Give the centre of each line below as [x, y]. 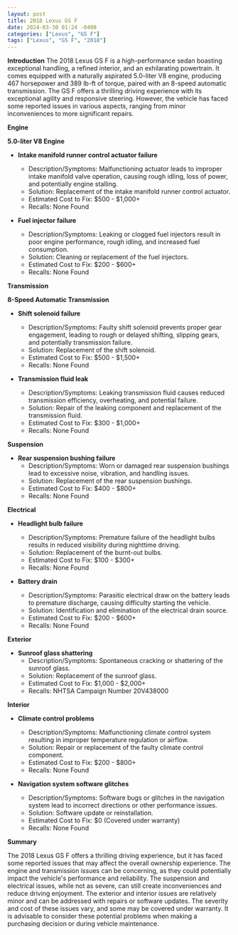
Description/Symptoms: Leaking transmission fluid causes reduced [126, 393]
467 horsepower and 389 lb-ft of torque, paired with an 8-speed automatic [117, 83]
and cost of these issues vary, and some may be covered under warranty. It [118, 909]
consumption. [48, 249]
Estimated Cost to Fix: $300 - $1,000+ [84, 423]
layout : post [27, 14]
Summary [22, 842]
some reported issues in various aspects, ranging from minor [97, 106]
